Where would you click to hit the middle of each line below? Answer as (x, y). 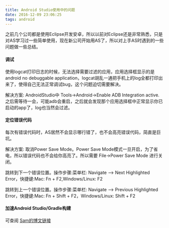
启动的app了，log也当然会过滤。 (39, 107)
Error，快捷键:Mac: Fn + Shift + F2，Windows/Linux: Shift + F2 (70, 196)
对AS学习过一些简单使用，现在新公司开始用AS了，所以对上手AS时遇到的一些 (84, 40)
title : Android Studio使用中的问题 (40, 10)
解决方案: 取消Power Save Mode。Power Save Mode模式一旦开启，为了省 (82, 149)
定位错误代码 (18, 120)
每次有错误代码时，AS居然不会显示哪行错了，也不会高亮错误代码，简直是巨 (83, 132)
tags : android (20, 19)
